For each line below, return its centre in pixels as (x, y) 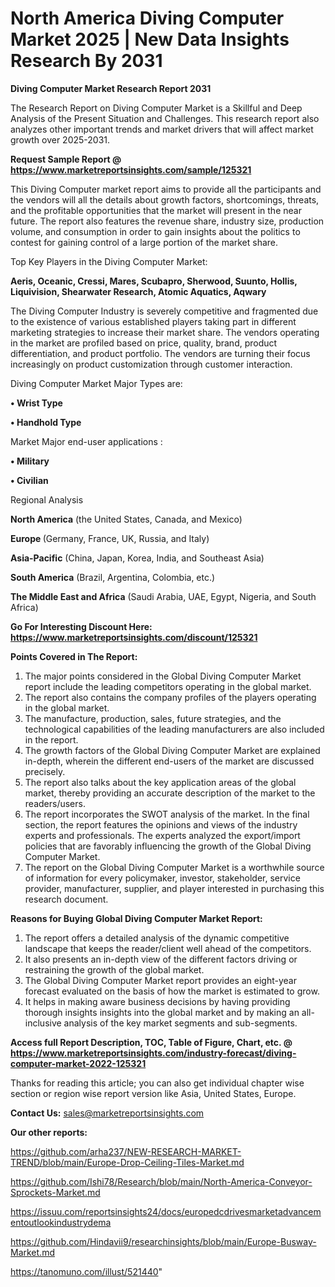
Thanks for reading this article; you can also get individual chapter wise (157, 1083)
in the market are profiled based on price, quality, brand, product (144, 343)
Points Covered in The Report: (74, 656)
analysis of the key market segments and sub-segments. (180, 1023)
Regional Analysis (47, 499)
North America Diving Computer (147, 18)
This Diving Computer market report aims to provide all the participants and (166, 189)
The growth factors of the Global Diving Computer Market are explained (172, 750)
